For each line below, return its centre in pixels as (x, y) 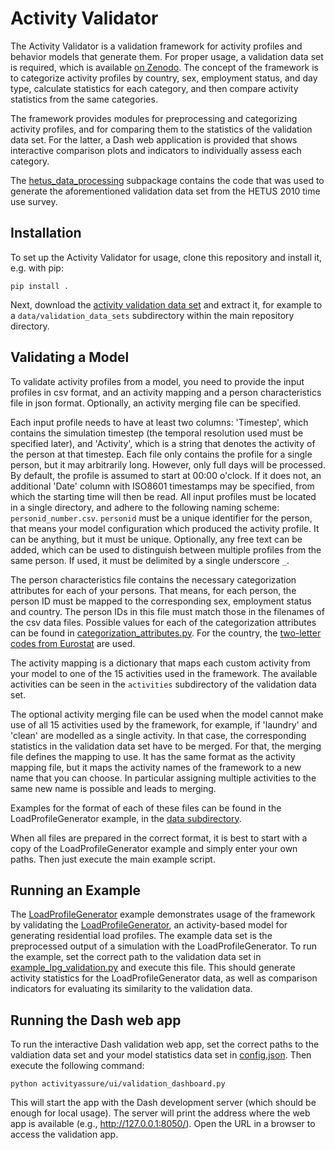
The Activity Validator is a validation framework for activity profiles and (156, 46)
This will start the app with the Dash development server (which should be (163, 1103)
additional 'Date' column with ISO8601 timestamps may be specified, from (162, 486)
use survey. (34, 201)
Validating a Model (70, 357)
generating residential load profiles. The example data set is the (141, 936)
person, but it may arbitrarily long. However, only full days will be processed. (168, 464)
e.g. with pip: (37, 268)
